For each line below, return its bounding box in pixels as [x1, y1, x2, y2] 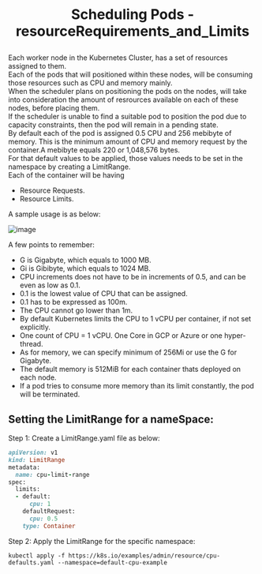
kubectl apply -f [8, 551, 65, 560]
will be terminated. [19, 389, 80, 400]
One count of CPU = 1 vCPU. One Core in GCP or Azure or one [19, 331, 223, 340]
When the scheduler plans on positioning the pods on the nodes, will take [8, 87, 247, 96]
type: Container [22, 522, 77, 530]
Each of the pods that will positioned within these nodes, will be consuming [8, 69, 253, 80]
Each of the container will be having [8, 171, 125, 180]
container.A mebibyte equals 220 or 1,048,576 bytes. [8, 145, 180, 155]
